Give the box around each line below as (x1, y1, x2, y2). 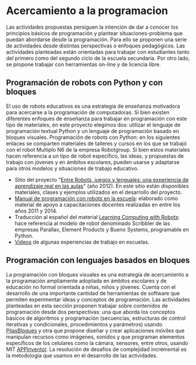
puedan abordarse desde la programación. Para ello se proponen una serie (6, 36, 187, 43)
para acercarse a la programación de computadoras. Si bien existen (6, 108, 170, 115)
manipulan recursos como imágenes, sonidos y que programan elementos (6, 333, 185, 340)
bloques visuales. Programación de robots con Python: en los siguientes (6, 134, 180, 141)
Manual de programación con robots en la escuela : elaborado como (14, 195, 178, 202)
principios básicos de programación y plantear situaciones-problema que (6, 29, 183, 36)
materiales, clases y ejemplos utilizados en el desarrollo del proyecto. (14, 189, 183, 196)
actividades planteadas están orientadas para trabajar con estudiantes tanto (6, 48, 190, 55)
